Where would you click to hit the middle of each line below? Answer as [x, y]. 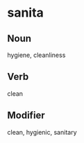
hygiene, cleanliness [36, 55]
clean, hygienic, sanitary [42, 132]
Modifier [26, 116]
